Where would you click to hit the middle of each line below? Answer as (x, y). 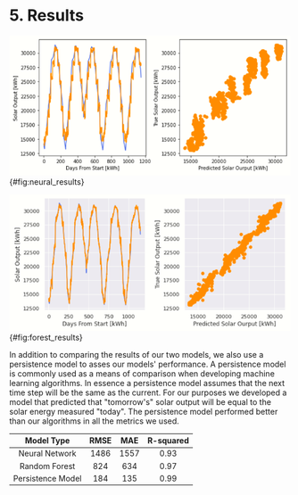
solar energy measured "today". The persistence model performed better (144, 411)
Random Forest (47, 466)
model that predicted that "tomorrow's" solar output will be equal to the (141, 401)
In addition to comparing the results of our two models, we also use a (137, 354)
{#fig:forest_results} (46, 337)
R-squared (168, 441)
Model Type (48, 441)
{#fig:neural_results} (47, 182)
